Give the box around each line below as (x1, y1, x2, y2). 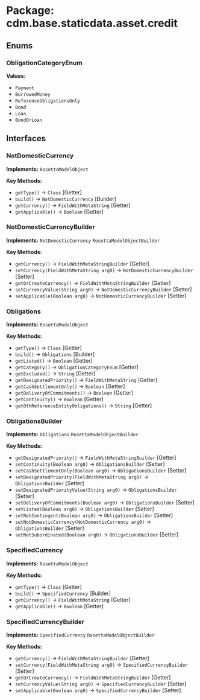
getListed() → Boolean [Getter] (14, 357, 93, 364)
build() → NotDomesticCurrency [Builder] (14, 195, 116, 202)
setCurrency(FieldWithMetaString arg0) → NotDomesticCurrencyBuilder (14, 266, 194, 273)
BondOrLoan (14, 117, 43, 123)
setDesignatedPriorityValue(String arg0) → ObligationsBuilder (14, 486, 178, 494)
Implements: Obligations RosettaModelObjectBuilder (6, 431, 139, 438)
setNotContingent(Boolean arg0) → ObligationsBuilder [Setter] (14, 512, 173, 519)
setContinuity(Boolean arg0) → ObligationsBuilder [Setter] (14, 460, 165, 468)
